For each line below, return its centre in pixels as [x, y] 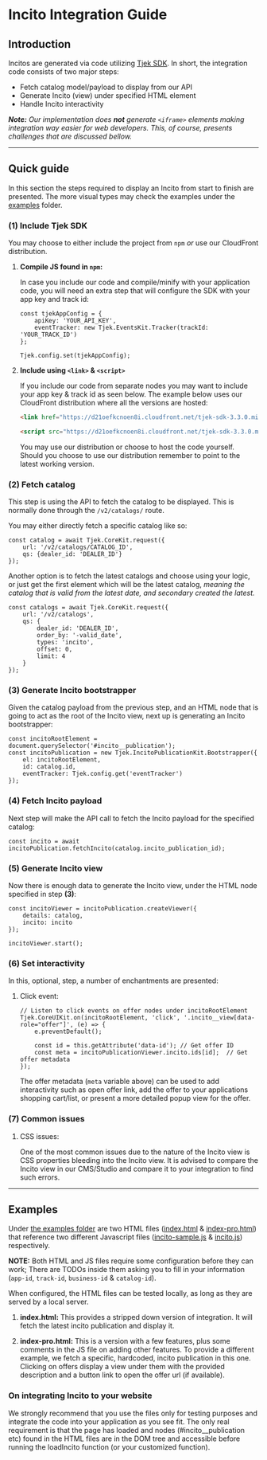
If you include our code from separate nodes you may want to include [134, 386]
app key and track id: [54, 299]
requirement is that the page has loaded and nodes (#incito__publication [126, 1430]
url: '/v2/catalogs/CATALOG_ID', [78, 547]
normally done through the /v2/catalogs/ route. [86, 511]
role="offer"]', [46, 1025]
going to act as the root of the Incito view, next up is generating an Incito [127, 716]
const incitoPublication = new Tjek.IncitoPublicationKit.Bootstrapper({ [133, 753]
